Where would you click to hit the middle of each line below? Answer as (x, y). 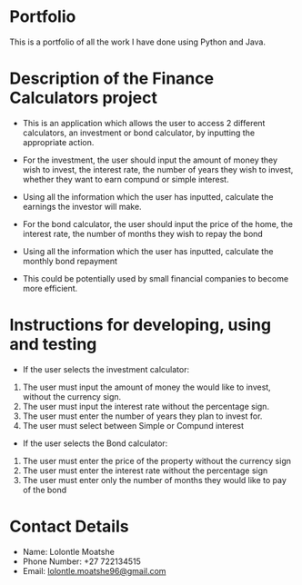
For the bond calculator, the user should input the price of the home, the (158, 223)
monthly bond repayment (70, 261)
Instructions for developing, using (140, 325)
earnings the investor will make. (82, 206)
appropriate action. (58, 142)
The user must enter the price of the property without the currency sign (156, 461)
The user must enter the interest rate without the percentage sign (145, 471)
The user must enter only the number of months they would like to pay (154, 480)
